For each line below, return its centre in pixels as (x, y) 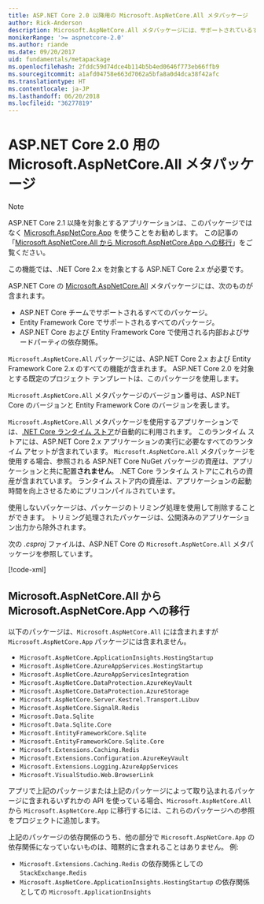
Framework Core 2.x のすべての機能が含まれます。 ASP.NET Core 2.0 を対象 (131, 369)
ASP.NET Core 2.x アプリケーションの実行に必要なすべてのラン (145, 441)
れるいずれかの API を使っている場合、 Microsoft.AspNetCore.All (147, 800)
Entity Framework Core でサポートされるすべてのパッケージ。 (119, 322)
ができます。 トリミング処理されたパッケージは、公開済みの (105, 518)
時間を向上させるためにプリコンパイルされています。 (94, 491)
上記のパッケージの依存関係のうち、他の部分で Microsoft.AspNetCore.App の (132, 837)
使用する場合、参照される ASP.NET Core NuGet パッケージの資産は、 (121, 461)
